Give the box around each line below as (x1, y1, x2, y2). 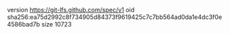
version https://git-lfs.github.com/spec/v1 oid (7, 6, 135, 14)
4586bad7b (7, 20, 40, 28)
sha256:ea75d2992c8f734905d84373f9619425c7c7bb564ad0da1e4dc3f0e (7, 13, 223, 21)
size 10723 (41, 20, 72, 28)
